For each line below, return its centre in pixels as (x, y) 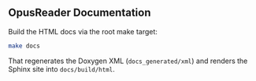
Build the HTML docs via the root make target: (83, 31)
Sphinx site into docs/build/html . (62, 69)
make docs (24, 46)
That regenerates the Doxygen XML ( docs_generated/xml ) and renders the (128, 61)
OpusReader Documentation (80, 13)
